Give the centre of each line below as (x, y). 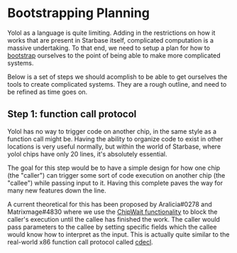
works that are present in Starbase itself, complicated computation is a (111, 40)
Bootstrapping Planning (79, 13)
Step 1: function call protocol (72, 114)
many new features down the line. (57, 190)
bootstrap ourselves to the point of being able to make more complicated (114, 55)
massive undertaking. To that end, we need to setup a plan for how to (109, 48)
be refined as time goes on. (48, 92)
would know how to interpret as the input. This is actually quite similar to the (118, 234)
